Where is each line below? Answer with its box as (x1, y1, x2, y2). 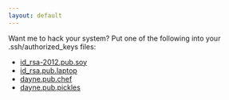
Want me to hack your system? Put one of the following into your (8, 33, 221, 43)
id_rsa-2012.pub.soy (19, 57, 88, 67)
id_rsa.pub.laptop (19, 65, 77, 75)
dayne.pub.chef (19, 74, 73, 83)
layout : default (8, 11, 62, 20)
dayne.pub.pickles (19, 83, 81, 92)
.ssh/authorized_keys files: (8, 41, 97, 52)
